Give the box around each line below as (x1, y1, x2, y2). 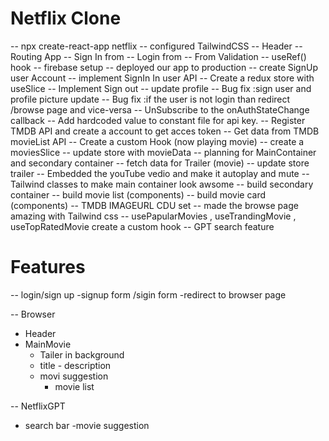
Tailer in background (39, 348, 125, 361)
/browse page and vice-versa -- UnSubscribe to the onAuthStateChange (10, 103, 310, 116)
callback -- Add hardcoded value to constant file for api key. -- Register (10, 114, 306, 126)
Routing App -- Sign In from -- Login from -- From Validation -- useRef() (10, 50, 307, 62)
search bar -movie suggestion (24, 419, 150, 431)
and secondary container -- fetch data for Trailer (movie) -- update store (10, 157, 310, 169)
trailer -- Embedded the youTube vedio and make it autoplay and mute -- (10, 167, 310, 179)
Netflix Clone (10, 7, 122, 30)
